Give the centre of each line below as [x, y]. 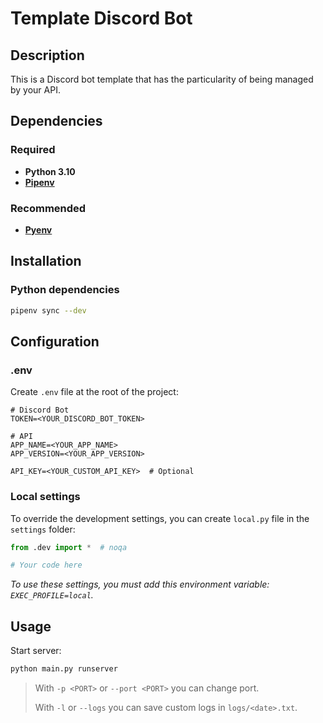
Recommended [48, 208]
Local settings [45, 497]
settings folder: [43, 529]
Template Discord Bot [101, 18]
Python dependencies [65, 290]
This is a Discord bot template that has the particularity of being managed [162, 79]
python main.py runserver [64, 669]
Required [33, 150]
